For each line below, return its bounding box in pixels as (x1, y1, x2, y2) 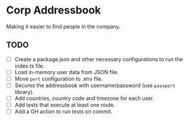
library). (14, 89, 34, 95)
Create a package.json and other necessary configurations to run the (14, 55, 183, 62)
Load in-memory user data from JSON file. (14, 68, 119, 75)
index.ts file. (14, 62, 45, 69)
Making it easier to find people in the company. (6, 23, 121, 30)
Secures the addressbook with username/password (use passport (14, 82, 175, 89)
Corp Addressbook (6, 4, 102, 17)
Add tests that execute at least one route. (14, 101, 115, 109)
